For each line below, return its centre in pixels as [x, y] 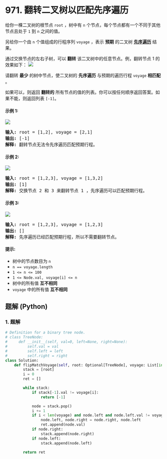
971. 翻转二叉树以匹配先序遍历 [67, 10]
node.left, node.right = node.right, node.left [91, 420]
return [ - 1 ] [53, 397]
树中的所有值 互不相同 [35, 283]
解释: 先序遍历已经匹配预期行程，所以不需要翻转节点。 [62, 237]
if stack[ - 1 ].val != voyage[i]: [65, 392]
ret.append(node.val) [63, 425]
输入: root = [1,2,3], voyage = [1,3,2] [54, 178]
